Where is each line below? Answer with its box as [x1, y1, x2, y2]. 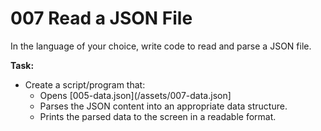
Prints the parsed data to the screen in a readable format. [39, 110, 277, 122]
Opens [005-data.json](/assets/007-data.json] [39, 89, 232, 101]
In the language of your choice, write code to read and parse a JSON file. [10, 40, 312, 52]
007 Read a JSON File [10, 7, 193, 30]
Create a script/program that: [24, 78, 146, 91]
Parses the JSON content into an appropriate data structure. [39, 100, 288, 112]
